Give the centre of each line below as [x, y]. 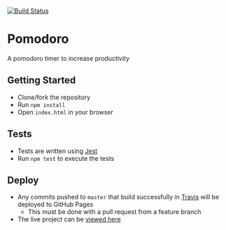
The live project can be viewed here [69, 220]
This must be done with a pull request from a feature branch [114, 212]
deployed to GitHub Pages [55, 204]
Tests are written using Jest [57, 151]
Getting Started [42, 80]
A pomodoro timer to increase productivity [69, 58]
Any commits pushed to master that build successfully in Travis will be [118, 197]
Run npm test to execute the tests [66, 158]
